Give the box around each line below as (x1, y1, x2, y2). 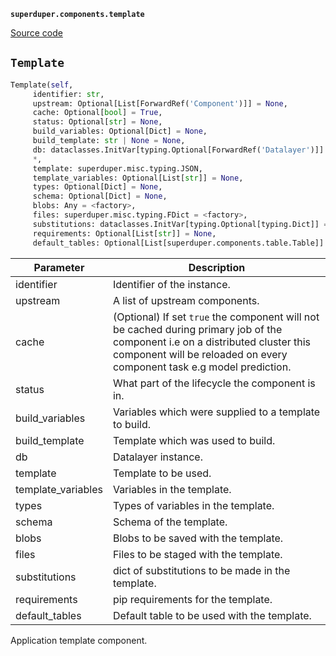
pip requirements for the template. (112, 592, 273, 606)
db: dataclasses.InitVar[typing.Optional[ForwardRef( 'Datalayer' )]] (32, 145, 325, 155)
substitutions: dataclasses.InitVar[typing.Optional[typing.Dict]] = (32, 219, 329, 229)
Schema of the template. (112, 515, 228, 529)
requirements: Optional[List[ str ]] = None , (32, 228, 217, 239)
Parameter (33, 260, 85, 274)
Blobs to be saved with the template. (112, 531, 284, 545)
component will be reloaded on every (112, 347, 288, 361)
